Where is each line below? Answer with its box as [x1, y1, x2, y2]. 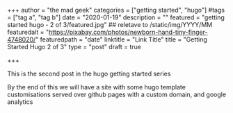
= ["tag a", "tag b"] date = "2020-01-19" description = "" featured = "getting [7, 13, 225, 21]
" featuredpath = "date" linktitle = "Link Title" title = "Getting [35, 35, 207, 44]
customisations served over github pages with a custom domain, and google [7, 90, 227, 98]
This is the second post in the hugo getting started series [7, 69, 171, 78]
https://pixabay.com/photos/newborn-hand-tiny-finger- [48, 28, 208, 36]
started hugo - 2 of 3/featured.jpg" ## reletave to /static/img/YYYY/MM [7, 21, 213, 28]
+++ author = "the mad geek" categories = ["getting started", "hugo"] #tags [7, 6, 225, 14]
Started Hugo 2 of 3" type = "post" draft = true [7, 43, 141, 51]
